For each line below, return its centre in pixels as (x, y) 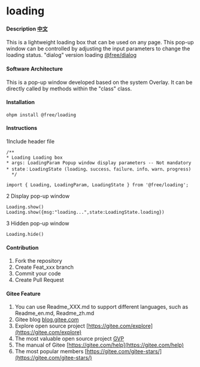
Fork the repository (39, 261)
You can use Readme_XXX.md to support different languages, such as (101, 307)
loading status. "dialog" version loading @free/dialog (71, 55)
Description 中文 (27, 29)
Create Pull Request (39, 280)
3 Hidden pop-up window (38, 223)
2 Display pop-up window (38, 196)
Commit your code (38, 274)
